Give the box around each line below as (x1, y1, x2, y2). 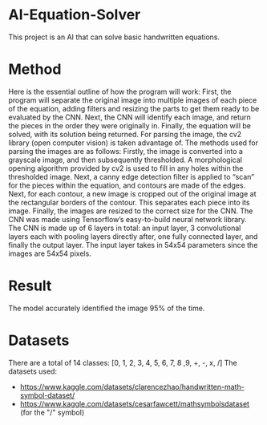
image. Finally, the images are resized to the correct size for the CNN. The (8, 206, 253, 216)
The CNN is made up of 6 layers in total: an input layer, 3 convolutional (8, 223, 241, 233)
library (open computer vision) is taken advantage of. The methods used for (8, 138, 259, 148)
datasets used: (8, 366, 58, 376)
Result (8, 277, 52, 295)
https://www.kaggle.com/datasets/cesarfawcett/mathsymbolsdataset (19, 399, 250, 408)
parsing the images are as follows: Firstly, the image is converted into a (8, 146, 243, 156)
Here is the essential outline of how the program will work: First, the (8, 87, 232, 96)
